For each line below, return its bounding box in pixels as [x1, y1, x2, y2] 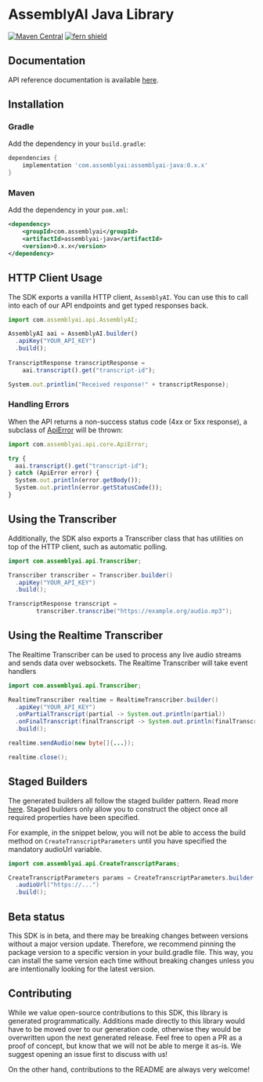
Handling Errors [8, 399, 70, 410]
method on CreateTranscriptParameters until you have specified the [8, 836, 227, 845]
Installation [8, 98, 64, 111]
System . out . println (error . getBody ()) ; [15, 476, 142, 484]
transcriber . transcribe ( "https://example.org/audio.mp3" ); [36, 607, 233, 615]
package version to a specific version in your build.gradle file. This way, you [8, 947, 254, 956]
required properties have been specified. [8, 812, 140, 822]
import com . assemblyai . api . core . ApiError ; [8, 440, 149, 448]
